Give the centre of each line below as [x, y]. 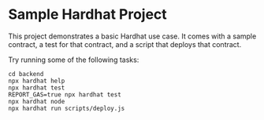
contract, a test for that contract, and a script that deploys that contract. [125, 44]
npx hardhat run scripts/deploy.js [67, 108]
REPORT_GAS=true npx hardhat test [65, 95]
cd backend [26, 74]
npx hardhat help [37, 81]
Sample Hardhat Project [87, 15]
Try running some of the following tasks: [74, 60]
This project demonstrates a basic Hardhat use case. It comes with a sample [132, 36]
